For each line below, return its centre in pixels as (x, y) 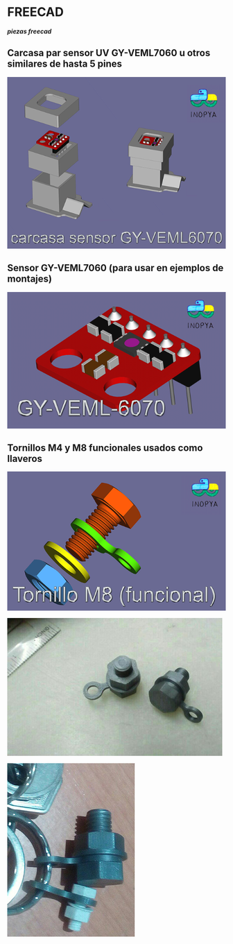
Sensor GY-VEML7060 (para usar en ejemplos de (115, 268)
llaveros (25, 459)
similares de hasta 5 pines (65, 64)
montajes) (29, 279)
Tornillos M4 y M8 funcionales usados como (105, 448)
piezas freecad (29, 31)
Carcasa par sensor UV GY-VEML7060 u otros (109, 53)
